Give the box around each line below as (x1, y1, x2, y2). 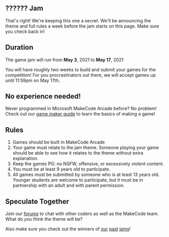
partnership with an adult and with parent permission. (12, 183, 125, 189)
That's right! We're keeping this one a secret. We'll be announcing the (5, 17, 151, 23)
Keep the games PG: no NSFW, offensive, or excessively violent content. (12, 161, 164, 167)
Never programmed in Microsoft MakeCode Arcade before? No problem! (5, 105, 157, 111)
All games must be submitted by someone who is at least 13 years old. (12, 171, 160, 177)
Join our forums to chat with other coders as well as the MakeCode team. (5, 211, 159, 217)
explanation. (12, 155, 39, 162)
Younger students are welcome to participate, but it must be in (12, 177, 144, 183)
